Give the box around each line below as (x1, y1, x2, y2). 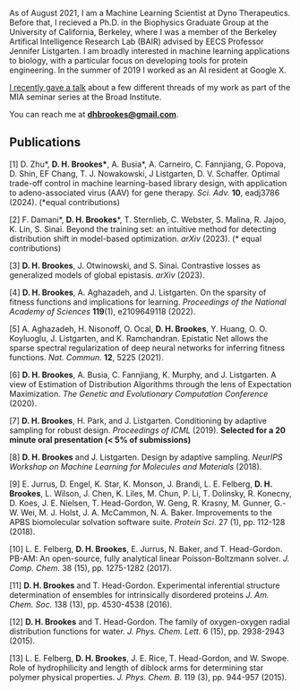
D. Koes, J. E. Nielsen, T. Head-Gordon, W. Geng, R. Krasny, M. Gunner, (9, 497, 273, 508)
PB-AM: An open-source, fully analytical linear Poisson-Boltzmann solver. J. (9, 553, 290, 564)
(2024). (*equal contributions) (9, 196, 121, 207)
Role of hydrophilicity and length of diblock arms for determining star (9, 662, 264, 673)
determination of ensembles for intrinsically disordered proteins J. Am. (9, 589, 270, 600)
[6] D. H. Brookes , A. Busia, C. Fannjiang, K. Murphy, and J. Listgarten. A (9, 369, 277, 380)
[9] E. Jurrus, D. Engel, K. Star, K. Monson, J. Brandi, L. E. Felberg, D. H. (9, 479, 273, 489)
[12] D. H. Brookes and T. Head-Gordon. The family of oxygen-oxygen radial (9, 616, 291, 626)
